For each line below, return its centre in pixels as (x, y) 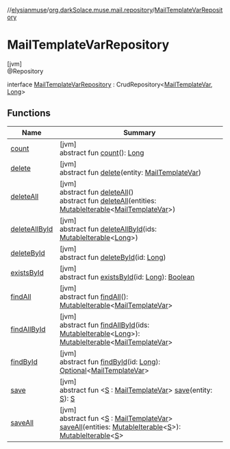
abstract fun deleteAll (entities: (108, 200)
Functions (29, 113)
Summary (139, 132)
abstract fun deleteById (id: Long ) (113, 257)
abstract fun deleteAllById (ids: (108, 229)
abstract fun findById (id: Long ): (110, 361)
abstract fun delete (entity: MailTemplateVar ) (130, 172)
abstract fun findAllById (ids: (104, 325)
